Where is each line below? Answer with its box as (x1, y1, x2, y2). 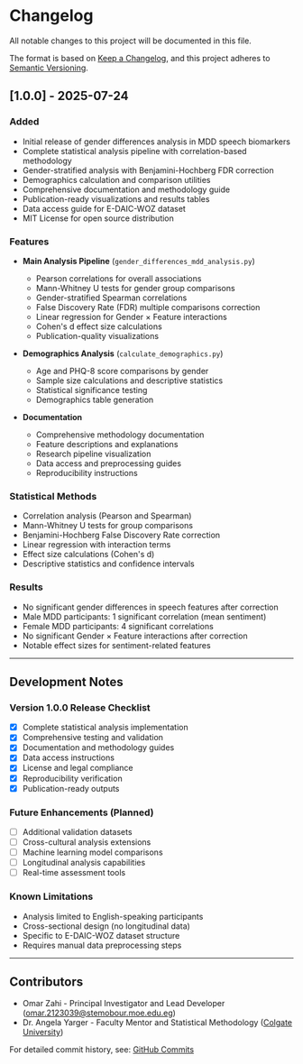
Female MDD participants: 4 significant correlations (22, 620, 214, 631)
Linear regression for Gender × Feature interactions (35, 311, 227, 322)
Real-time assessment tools (22, 867, 126, 878)
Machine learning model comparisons (22, 847, 164, 858)
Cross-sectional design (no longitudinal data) (22, 921, 191, 931)
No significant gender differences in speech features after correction (22, 601, 280, 612)
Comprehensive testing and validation (22, 732, 164, 743)
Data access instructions (22, 752, 115, 763)
